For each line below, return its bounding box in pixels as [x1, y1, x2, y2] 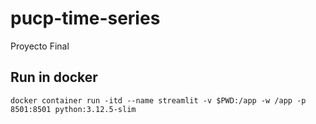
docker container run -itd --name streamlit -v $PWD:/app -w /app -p [10, 95, 307, 106]
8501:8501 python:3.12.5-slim [10, 104, 137, 114]
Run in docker [10, 69, 98, 86]
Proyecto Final [10, 40, 70, 52]
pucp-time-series [10, 7, 161, 30]
